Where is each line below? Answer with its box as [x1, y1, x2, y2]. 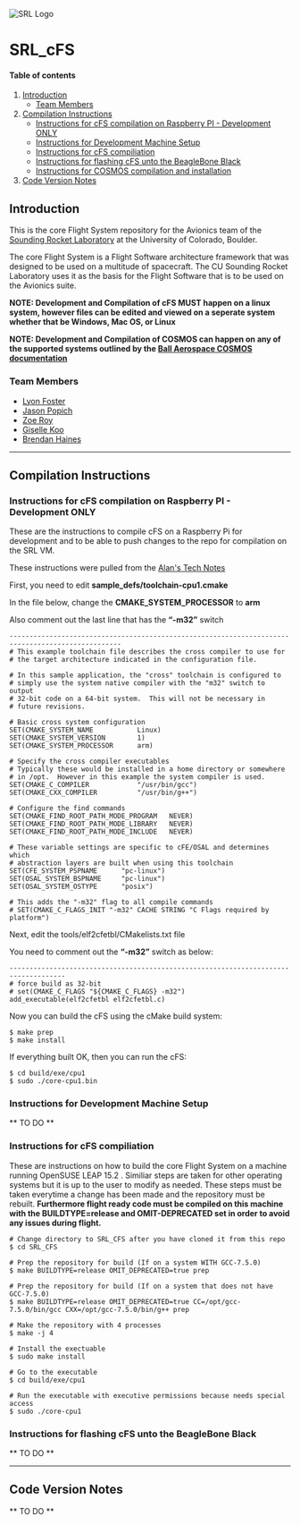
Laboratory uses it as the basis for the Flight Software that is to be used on [9, 271, 284, 282]
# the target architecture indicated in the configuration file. [9, 656, 257, 665]
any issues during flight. [9, 1217, 102, 1228]
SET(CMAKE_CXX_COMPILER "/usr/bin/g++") [9, 788, 198, 798]
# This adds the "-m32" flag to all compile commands [9, 898, 214, 907]
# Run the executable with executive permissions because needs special [9, 1391, 286, 1400]
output [9, 687, 34, 696]
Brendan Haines [21, 434, 82, 444]
